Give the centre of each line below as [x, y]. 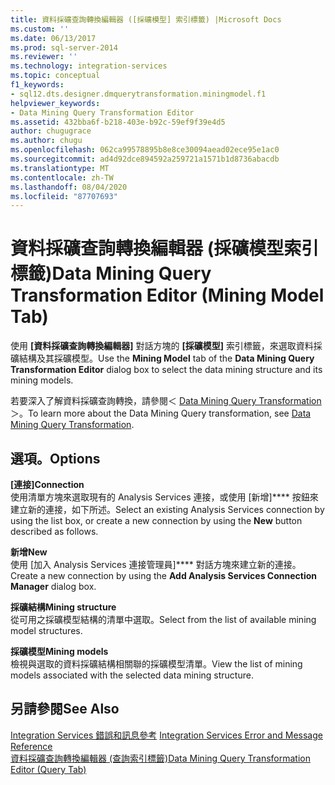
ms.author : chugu [46, 141]
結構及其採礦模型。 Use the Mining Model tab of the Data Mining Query [166, 358]
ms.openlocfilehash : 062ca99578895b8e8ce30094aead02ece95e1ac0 [145, 150]
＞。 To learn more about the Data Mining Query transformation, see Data [161, 413]
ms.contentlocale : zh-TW [62, 177]
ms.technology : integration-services [89, 66]
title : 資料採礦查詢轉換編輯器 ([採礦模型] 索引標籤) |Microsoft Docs [146, 19]
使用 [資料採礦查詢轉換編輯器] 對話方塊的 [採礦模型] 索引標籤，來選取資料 [162, 346]
